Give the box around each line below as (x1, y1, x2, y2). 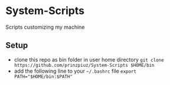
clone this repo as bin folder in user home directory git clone (14, 56, 164, 63)
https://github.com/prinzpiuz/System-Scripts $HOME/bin (14, 62, 155, 68)
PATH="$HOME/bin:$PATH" (14, 73, 73, 80)
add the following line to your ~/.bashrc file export (14, 67, 137, 74)
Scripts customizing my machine (5, 23, 85, 30)
